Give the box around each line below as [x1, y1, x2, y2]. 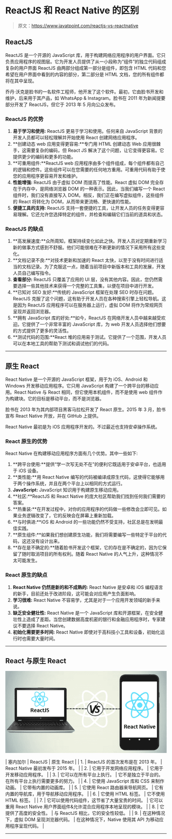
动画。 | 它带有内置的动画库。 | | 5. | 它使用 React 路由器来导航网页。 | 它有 [5, 784, 164, 790]
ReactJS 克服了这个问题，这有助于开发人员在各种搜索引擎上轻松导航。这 [12, 296, 166, 302]
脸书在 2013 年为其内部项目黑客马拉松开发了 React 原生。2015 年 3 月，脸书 [5, 406, 166, 413]
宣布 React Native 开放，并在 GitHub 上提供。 [5, 413, 101, 419]
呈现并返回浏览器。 [12, 309, 54, 315]
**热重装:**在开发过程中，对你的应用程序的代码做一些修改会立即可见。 [12, 506, 162, 513]
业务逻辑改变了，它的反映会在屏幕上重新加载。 [17, 513, 116, 519]
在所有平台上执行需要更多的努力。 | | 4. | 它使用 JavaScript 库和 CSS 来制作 [5, 777, 165, 784]
